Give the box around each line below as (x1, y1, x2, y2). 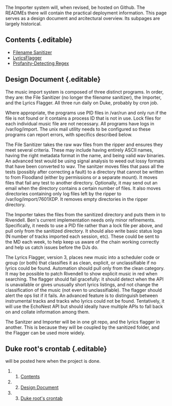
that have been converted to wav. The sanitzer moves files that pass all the (5, 163, 164, 169)
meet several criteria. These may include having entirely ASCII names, (5, 146, 154, 153)
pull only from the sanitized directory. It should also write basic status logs (5, 228, 163, 234)
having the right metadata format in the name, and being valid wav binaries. (5, 152, 165, 158)
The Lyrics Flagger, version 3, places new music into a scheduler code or (5, 254, 160, 260)
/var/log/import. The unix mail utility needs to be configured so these (5, 126, 151, 132)
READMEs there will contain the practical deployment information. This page (5, 10, 167, 16)
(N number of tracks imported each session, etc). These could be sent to (5, 233, 160, 239)
